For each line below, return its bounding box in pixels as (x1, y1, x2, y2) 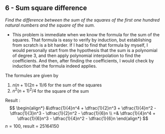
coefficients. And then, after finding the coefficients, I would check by (12, 57, 154, 63)
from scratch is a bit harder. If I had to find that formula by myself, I (12, 42, 148, 48)
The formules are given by (5, 72, 59, 78)
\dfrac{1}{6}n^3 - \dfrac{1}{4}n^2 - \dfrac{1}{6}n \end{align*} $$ (17, 115, 149, 122)
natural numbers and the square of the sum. (5, 22, 95, 28)
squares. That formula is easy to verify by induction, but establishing (12, 37, 152, 43)
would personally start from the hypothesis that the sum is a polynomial (12, 47, 158, 53)
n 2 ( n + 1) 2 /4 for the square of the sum (12, 87, 89, 94)
